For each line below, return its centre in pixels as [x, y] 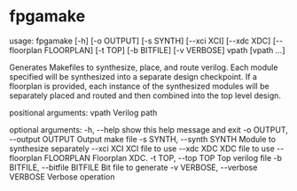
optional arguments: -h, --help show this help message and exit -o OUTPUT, [148, 129]
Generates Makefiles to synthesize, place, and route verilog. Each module [144, 67]
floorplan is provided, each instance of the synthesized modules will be [139, 86]
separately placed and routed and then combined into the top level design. [145, 95]
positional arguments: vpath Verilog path [83, 112]
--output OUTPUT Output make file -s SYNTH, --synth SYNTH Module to [143, 139]
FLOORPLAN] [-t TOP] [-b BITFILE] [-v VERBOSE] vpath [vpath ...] [164, 50]
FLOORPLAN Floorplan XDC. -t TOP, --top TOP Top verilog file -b [163, 157]
